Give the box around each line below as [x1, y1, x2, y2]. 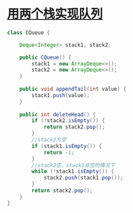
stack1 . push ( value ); [31, 91, 90, 99]
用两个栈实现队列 [7, 6, 104, 22]
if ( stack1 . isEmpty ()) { [31, 143, 102, 150]
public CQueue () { [19, 54, 72, 61]
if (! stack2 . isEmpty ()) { [31, 117, 106, 124]
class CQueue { [7, 29, 50, 36]
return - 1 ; [43, 149, 75, 156]
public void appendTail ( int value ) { [19, 86, 127, 93]
